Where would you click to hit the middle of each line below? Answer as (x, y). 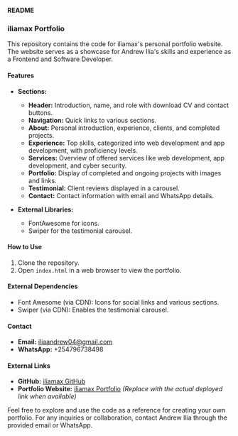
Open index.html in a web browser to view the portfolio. (99, 270)
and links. (42, 180)
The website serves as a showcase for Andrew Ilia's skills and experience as (119, 52)
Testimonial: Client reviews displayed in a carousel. (104, 188)
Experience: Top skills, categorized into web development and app (126, 143)
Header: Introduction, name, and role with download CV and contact (129, 105)
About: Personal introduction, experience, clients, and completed (124, 128)
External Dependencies (43, 286)
